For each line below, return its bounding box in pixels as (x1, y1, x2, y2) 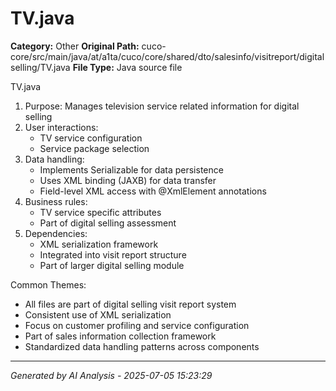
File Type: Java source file (72, 61, 183, 73)
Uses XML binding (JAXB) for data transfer (39, 174, 217, 186)
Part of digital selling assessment (39, 217, 177, 229)
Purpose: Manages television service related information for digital (24, 100, 300, 112)
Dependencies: (24, 227, 88, 239)
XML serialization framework (39, 238, 159, 250)
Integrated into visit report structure (39, 248, 187, 261)
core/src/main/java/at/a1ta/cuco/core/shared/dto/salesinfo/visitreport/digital (10, 50, 325, 62)
